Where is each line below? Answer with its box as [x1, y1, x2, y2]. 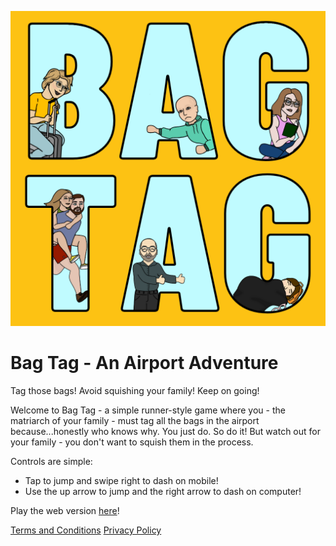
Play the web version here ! [10, 504, 120, 516]
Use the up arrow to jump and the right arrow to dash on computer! [24, 485, 302, 497]
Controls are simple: [10, 455, 93, 467]
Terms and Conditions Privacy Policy [10, 524, 162, 536]
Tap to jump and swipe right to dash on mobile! [24, 474, 219, 486]
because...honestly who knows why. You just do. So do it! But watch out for [10, 425, 321, 437]
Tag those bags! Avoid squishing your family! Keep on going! [10, 384, 260, 396]
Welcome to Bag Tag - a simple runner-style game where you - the [10, 404, 286, 416]
